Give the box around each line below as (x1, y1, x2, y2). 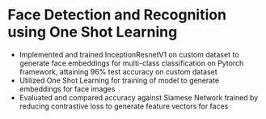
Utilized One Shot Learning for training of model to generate (19, 75, 220, 85)
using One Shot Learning (7, 23, 178, 41)
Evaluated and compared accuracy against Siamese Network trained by (19, 92, 259, 102)
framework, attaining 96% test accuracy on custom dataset (19, 66, 217, 76)
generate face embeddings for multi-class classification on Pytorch (19, 58, 244, 68)
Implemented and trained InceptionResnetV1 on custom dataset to (19, 49, 239, 59)
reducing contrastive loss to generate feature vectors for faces (19, 101, 229, 111)
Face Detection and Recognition (7, 6, 227, 24)
